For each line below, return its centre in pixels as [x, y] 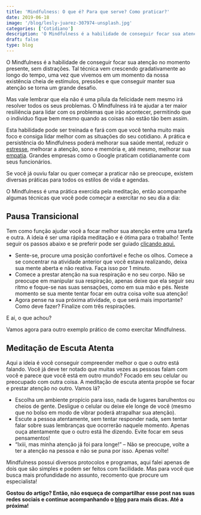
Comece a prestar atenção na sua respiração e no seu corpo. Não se [100, 274]
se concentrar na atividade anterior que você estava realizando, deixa [101, 262]
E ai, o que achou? [29, 317]
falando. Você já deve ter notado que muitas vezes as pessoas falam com [97, 369]
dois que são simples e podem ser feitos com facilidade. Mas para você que [100, 468]
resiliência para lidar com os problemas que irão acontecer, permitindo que [99, 112]
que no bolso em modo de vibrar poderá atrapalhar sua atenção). [95, 412]
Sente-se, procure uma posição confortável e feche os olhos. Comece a [104, 255]
